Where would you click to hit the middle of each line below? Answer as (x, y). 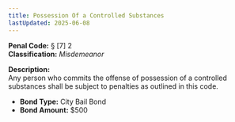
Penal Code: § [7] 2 (40, 45)
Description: (29, 69)
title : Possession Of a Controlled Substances (86, 15)
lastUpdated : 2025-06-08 (49, 23)
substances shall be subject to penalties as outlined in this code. (114, 86)
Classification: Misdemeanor (56, 54)
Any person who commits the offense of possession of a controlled (118, 78)
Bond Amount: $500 (54, 110)
